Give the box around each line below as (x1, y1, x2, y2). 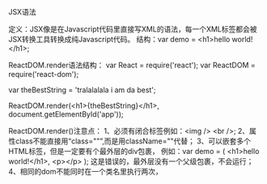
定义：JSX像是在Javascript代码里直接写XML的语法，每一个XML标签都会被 (8, 24, 257, 34)
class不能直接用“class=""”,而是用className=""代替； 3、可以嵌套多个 (15, 136, 252, 146)
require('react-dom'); (8, 70, 79, 79)
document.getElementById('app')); (8, 109, 124, 119)
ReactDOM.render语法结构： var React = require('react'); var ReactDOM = (8, 60, 256, 70)
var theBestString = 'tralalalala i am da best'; (8, 85, 156, 95)
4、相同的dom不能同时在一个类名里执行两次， (8, 167, 163, 176)
